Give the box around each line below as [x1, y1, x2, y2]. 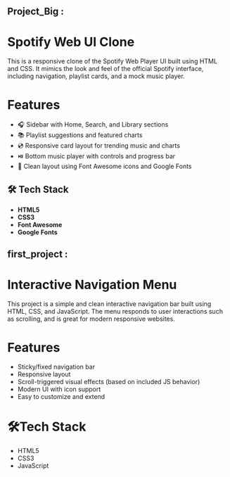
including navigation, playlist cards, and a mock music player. [7, 72, 185, 80]
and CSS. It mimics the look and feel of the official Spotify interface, [7, 65, 204, 73]
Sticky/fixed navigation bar [17, 362, 96, 371]
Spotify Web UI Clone [7, 34, 135, 50]
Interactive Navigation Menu [7, 276, 177, 293]
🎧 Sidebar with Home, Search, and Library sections [17, 120, 169, 129]
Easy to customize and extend [17, 393, 106, 401]
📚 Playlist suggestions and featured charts [17, 131, 143, 139]
